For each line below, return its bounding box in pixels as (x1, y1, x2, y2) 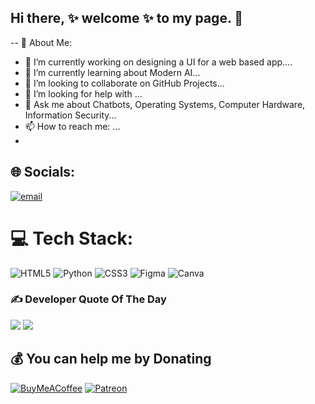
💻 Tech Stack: (10, 227, 134, 250)
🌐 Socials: (10, 164, 76, 181)
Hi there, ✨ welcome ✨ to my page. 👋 (10, 10, 244, 27)
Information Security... (24, 109, 117, 121)
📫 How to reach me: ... (24, 120, 121, 132)
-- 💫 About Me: (10, 36, 73, 48)
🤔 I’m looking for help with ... (24, 87, 143, 100)
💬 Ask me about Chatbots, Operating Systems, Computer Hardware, (24, 98, 306, 110)
